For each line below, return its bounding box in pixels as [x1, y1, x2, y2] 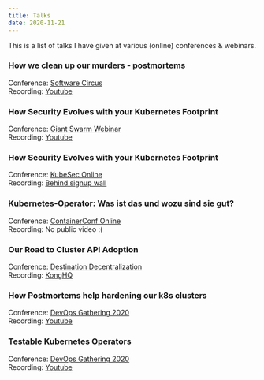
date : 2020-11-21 [8, 19, 65, 27]
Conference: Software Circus [8, 78, 103, 88]
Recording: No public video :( [8, 224, 103, 233]
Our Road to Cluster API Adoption [8, 244, 139, 255]
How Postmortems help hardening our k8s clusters [8, 289, 207, 300]
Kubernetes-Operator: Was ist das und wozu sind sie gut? [8, 198, 235, 209]
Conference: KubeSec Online [8, 170, 102, 180]
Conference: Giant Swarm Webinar [8, 124, 121, 134]
